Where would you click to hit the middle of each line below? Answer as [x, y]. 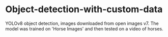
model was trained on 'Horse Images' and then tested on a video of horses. [85, 28]
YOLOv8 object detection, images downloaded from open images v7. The [82, 23]
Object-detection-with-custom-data [84, 9]
